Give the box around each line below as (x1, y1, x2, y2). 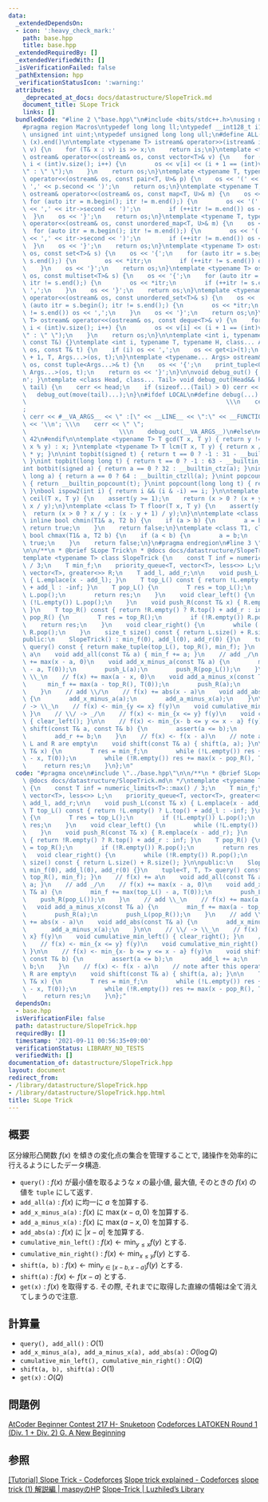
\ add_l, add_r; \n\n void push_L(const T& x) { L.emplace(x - (22, 799, 245, 807)
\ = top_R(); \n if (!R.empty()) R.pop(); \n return (22, 844, 245, 852)
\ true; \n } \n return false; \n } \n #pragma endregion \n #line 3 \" (22, 539, 262, 547)
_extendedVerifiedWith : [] (15, 57, 105, 65)
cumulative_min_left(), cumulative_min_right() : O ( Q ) (19, 1356, 203, 1365)
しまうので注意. (26, 1291, 78, 1301)
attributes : (15, 85, 56, 94)
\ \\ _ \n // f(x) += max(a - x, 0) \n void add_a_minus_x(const (22, 673, 255, 681)
